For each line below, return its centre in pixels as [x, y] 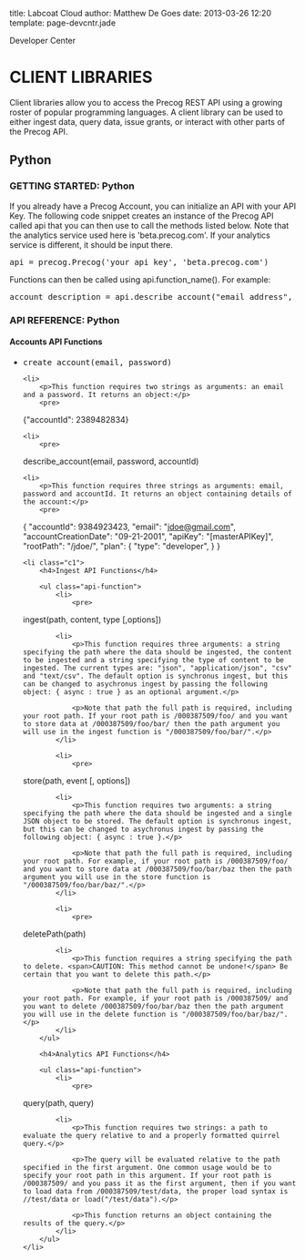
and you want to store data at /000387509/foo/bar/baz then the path [158, 869]
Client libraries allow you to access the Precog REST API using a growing [146, 102]
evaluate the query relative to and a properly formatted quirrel [151, 1135]
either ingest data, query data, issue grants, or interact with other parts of [147, 121]
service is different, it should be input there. [91, 244]
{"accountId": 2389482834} [76, 419]
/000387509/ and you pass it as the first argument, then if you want [159, 1183]
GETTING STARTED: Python [72, 186]
